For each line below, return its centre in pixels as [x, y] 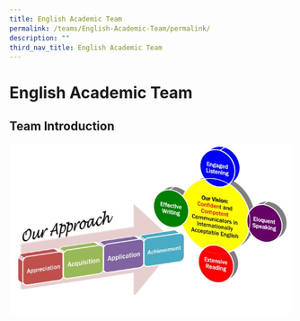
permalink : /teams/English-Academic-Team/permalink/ [110, 28]
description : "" [40, 38]
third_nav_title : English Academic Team [86, 48]
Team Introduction [62, 126]
